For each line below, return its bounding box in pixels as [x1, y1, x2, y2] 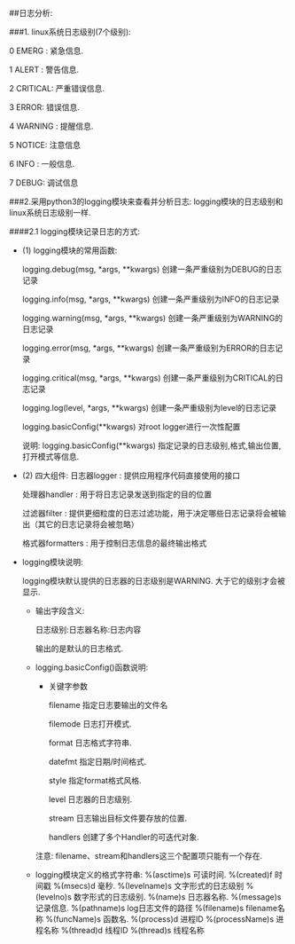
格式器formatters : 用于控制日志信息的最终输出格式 [21, 538, 207, 548]
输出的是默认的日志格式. [35, 643, 124, 654]
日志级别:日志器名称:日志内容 [35, 625, 142, 634]
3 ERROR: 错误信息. [9, 102, 80, 113]
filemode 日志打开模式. [48, 719, 132, 729]
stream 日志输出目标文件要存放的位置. [48, 813, 188, 823]
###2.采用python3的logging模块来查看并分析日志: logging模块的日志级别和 [9, 196, 283, 207]
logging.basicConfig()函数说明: [35, 662, 149, 673]
